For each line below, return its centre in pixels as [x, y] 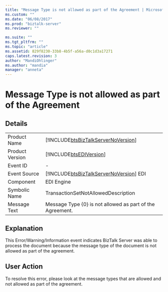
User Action [24, 267]
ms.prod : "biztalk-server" [33, 24]
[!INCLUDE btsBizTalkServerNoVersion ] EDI [96, 174]
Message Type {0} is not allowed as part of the [100, 204]
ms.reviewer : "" [22, 28]
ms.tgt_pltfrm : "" [24, 42]
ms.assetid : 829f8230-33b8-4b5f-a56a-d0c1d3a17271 [59, 51]
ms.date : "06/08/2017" [29, 19]
